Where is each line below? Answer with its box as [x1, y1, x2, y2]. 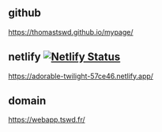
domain [8, 94, 47, 107]
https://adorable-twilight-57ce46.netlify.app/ [8, 71, 154, 81]
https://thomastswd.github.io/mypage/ [8, 27, 134, 36]
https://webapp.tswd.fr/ [8, 115, 85, 125]
